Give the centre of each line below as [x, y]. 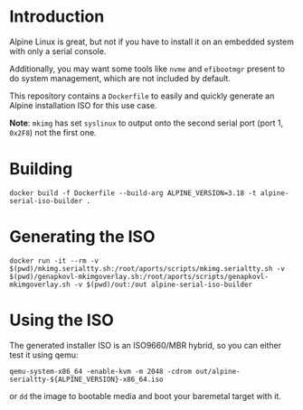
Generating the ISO [82, 237]
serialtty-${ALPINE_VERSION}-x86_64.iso [87, 379]
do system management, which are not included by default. [120, 78]
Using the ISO [62, 320]
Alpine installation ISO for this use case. [83, 105]
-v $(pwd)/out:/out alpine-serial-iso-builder [163, 284]
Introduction [57, 17]
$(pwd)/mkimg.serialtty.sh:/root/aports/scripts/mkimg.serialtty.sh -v [147, 268]
